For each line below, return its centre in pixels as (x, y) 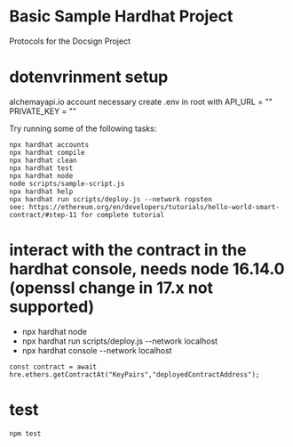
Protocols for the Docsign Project (70, 41)
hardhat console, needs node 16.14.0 (147, 269)
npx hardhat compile (48, 152)
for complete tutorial (123, 215)
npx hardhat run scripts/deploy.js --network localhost (120, 341)
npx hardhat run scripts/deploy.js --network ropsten (111, 199)
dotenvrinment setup (89, 77)
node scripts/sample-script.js (67, 183)
